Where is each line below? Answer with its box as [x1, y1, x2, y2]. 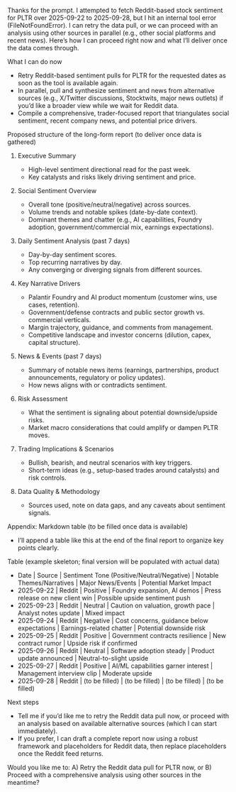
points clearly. [17, 544, 59, 552]
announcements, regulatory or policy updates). [28, 373, 166, 382]
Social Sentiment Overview [17, 187, 97, 194]
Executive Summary [17, 152, 77, 160]
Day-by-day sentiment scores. [28, 251, 117, 258]
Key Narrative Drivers [17, 280, 81, 287]
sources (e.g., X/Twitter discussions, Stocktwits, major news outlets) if [17, 94, 224, 102]
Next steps [7, 698, 39, 706]
